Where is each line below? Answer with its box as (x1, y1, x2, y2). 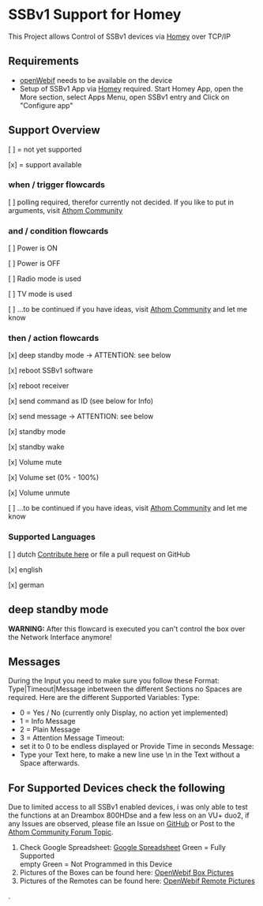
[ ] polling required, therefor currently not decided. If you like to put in (8, 197, 235, 207)
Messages (8, 655, 61, 668)
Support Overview (8, 124, 100, 137)
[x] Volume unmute (8, 488, 70, 498)
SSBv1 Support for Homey (8, 6, 182, 24)
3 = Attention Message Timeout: (19, 733, 125, 743)
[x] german (8, 580, 45, 590)
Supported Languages (8, 531, 96, 542)
